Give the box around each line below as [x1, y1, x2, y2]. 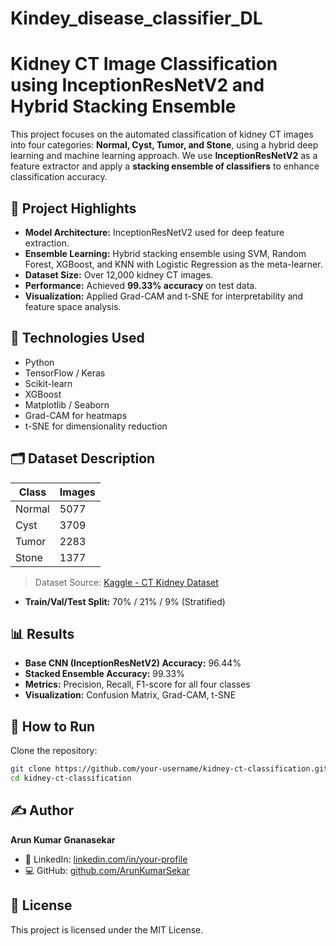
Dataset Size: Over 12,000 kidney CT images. [24, 268, 214, 281]
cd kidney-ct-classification [10, 773, 132, 784]
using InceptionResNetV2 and [10, 74, 265, 97]
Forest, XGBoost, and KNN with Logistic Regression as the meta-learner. [24, 258, 323, 270]
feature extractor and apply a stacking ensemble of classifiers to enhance [10, 160, 320, 172]
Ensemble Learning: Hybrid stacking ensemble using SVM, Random [24, 247, 307, 259]
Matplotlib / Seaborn [24, 398, 110, 411]
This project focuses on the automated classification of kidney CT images [10, 128, 314, 141]
